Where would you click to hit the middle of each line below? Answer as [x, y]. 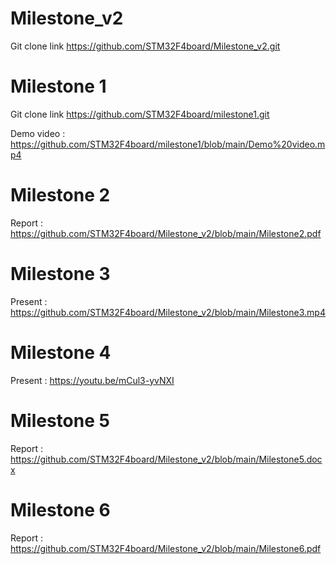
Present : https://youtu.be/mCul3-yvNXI [92, 380]
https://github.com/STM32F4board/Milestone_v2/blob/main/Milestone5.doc [166, 459]
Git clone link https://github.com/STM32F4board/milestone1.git [140, 114]
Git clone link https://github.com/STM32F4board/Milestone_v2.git [145, 46]
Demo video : [38, 133]
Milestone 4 [61, 352]
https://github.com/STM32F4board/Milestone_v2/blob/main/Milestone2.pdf [166, 233]
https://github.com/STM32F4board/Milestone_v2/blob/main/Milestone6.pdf [166, 548]
